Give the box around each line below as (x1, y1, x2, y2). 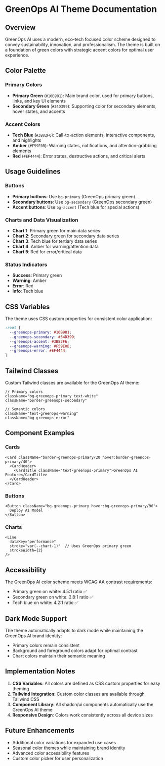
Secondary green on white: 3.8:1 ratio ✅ (12, 594, 94, 600)
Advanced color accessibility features (12, 750, 90, 756)
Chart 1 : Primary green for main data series (12, 227, 100, 233)
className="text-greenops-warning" (5, 411, 79, 416)
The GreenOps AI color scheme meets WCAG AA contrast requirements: (5, 579, 152, 585)
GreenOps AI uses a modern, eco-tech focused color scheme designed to (5, 36, 156, 42)
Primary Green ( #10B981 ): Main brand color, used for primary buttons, (12, 93, 154, 99)
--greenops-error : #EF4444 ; (9, 348, 68, 353)
